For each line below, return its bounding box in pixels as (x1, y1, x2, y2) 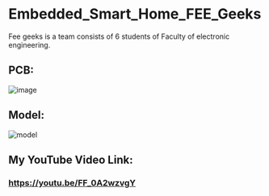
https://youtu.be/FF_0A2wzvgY (8, 177, 136, 188)
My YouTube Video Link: (8, 152, 133, 166)
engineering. (8, 40, 51, 49)
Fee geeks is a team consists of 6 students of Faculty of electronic (8, 31, 230, 41)
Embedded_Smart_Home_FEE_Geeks (8, 5, 262, 23)
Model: (8, 108, 44, 122)
